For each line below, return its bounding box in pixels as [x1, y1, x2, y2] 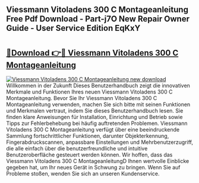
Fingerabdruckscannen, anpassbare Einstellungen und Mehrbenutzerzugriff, [6, 139, 193, 146]
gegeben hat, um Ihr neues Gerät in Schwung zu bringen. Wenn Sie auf [6, 164, 181, 171]
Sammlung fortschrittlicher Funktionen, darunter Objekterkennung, [6, 133, 169, 139]
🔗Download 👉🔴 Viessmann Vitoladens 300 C [6, 47, 179, 58]
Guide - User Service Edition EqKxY [6, 23, 141, 33]
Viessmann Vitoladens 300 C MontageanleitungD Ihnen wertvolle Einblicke [6, 158, 189, 165]
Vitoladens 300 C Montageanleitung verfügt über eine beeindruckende [6, 126, 180, 133]
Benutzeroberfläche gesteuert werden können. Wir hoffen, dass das [6, 151, 173, 158]
